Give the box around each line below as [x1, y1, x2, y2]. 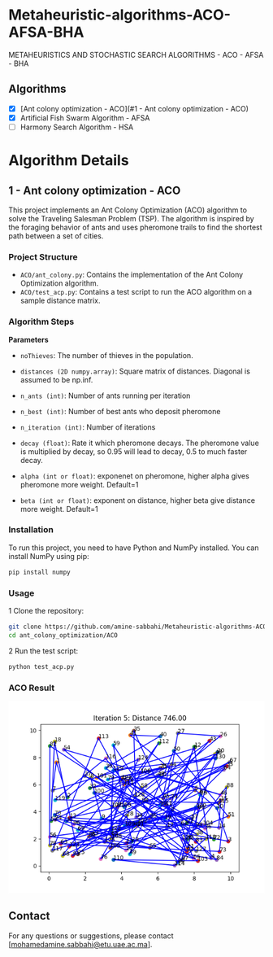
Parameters [8, 334, 49, 344]
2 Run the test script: [8, 645, 79, 656]
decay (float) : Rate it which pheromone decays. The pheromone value [19, 438, 260, 448]
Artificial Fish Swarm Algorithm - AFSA [19, 112, 150, 123]
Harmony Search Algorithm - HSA [19, 122, 134, 132]
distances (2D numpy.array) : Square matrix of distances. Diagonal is [19, 366, 250, 376]
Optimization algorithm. [19, 278, 99, 288]
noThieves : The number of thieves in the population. [19, 350, 193, 360]
